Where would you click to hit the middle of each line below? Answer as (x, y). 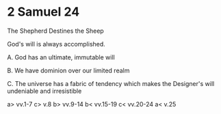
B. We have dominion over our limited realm (68, 70)
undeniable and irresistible (44, 91)
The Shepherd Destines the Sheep (55, 31)
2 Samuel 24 (43, 12)
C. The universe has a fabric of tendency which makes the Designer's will (111, 83)
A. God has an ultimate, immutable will (61, 57)
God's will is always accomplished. (56, 44)
